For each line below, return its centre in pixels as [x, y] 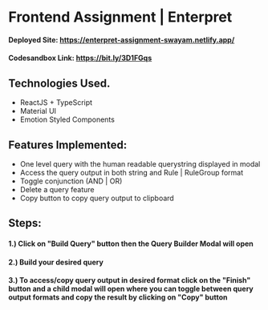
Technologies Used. [59, 83]
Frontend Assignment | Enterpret [120, 17]
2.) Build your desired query [56, 262]
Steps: [25, 223]
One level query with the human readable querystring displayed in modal [140, 164]
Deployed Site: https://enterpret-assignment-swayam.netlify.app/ [122, 39]
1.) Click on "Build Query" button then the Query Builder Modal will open [131, 244]
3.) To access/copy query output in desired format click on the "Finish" [130, 280]
